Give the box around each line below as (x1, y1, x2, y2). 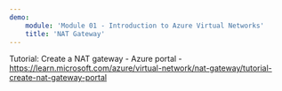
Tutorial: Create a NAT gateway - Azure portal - (9, 54, 182, 64)
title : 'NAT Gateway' (25, 29, 105, 38)
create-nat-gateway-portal (9, 72, 108, 83)
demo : (9, 12, 29, 22)
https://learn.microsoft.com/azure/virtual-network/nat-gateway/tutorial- (9, 63, 273, 73)
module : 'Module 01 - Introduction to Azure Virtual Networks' (25, 21, 265, 30)
